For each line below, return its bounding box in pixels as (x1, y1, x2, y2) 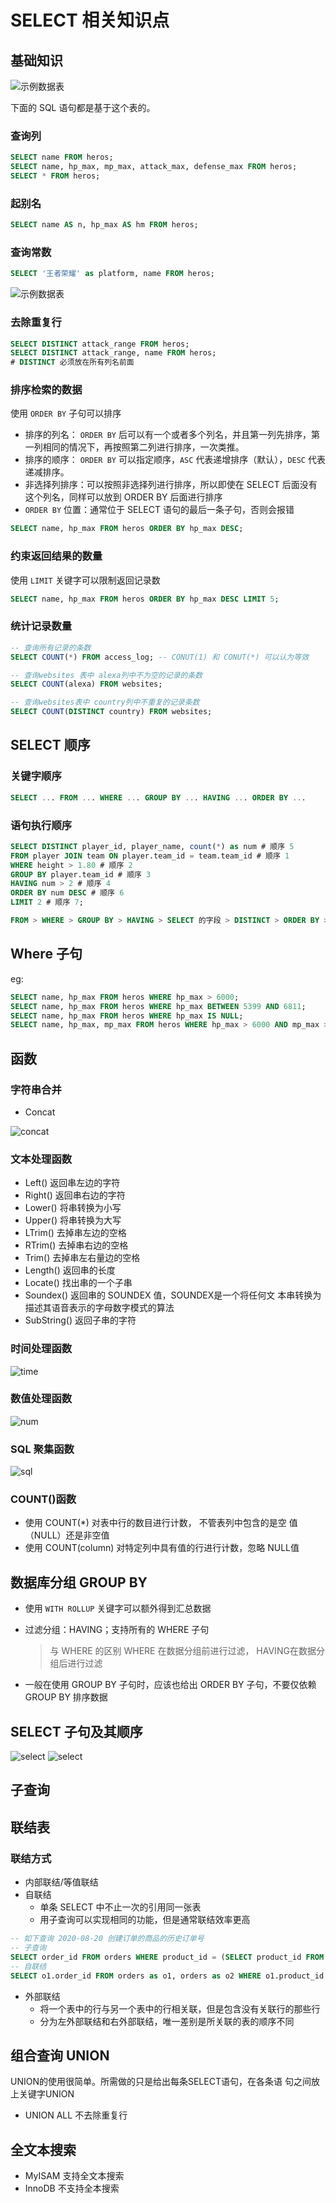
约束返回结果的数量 (10, 549, 103, 563)
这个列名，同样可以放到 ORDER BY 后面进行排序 (24, 491, 223, 503)
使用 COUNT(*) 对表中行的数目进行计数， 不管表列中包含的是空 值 (24, 1517, 298, 1529)
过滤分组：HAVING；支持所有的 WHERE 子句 (24, 1624, 210, 1636)
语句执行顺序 (10, 818, 73, 832)
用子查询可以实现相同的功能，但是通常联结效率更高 (39, 1914, 251, 1926)
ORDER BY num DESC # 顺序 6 (10, 888, 125, 898)
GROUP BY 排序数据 (24, 1691, 108, 1703)
